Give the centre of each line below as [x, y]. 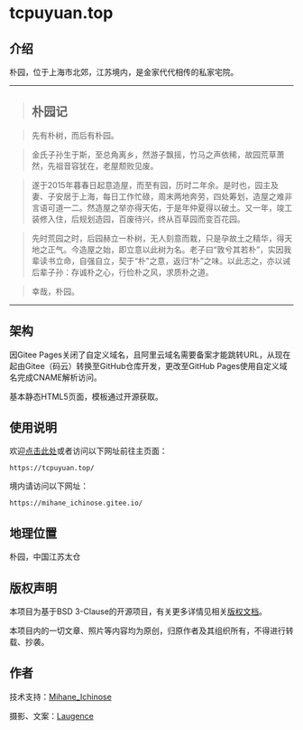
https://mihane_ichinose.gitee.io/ [76, 503]
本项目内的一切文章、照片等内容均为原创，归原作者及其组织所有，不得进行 [147, 630]
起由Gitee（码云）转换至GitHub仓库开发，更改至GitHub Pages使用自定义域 [148, 365]
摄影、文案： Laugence [52, 716]
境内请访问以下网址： [49, 486]
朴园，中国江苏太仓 [45, 557]
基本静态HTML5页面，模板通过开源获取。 [87, 396]
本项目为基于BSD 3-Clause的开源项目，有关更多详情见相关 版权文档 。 [138, 611]
